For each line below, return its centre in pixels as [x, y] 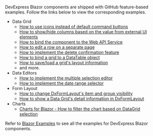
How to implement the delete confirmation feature [69, 52]
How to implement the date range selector [61, 83]
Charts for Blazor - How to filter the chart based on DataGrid [80, 109]
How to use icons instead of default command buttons [74, 27]
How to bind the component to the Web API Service [71, 42]
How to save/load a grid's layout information [64, 63]
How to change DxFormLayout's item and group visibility [76, 93]
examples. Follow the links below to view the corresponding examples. [76, 12]
